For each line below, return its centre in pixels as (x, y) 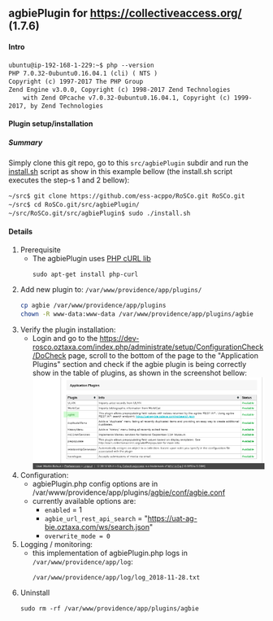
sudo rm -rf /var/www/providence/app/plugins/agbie (109, 609)
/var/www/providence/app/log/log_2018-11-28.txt (116, 578)
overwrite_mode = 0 (78, 536)
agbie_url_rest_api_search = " (96, 518)
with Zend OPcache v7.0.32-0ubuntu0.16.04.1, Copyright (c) (127, 98)
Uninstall (35, 593)
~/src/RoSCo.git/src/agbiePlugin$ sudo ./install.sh (100, 213)
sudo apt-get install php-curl (85, 274)
